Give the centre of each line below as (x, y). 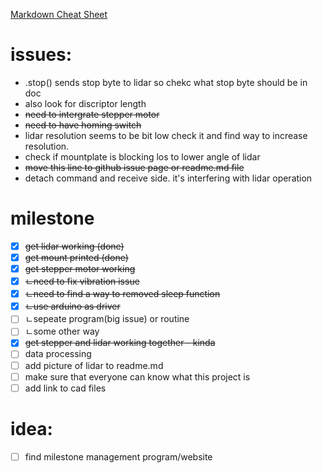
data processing (58, 354)
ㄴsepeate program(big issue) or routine (107, 319)
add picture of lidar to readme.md (94, 365)
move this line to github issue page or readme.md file (134, 167)
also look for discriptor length (85, 103)
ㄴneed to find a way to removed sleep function (122, 294)
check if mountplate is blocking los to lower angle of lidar (142, 156)
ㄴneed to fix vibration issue (82, 281)
